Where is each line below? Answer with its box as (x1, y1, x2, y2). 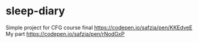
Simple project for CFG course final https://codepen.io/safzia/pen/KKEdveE (5, 24, 193, 31)
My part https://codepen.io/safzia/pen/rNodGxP (5, 30, 125, 37)
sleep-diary (5, 4, 66, 18)
